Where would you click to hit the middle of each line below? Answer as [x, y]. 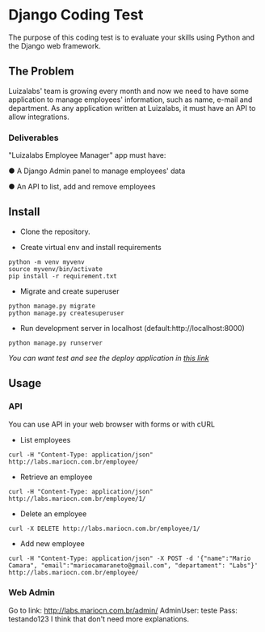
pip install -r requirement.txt [63, 276]
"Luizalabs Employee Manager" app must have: [87, 155]
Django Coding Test [76, 15]
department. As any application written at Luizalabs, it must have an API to [132, 108]
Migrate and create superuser [69, 291]
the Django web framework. [55, 45]
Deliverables [34, 138]
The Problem [41, 72]
